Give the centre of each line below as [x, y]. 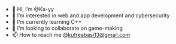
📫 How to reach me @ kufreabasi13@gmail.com [71, 35]
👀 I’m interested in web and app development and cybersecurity [91, 15]
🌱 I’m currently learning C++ [47, 22]
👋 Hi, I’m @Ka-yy [33, 9]
